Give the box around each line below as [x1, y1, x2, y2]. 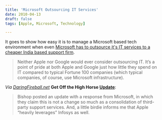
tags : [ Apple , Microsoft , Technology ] [5, 21, 85, 26]
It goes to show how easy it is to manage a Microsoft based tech [5, 39, 137, 45]
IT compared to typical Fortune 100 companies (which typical [17, 70, 143, 76]
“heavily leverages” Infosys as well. [17, 110, 90, 116]
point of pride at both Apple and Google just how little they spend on [17, 64, 157, 70]
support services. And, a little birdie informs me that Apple [29, 104, 149, 110]
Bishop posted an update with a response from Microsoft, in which [17, 94, 154, 100]
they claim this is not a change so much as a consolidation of [17, 99, 142, 105]
